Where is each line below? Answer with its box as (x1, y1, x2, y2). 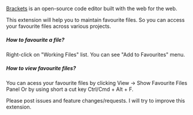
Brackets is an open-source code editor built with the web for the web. (6, 5, 178, 12)
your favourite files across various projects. (6, 23, 112, 29)
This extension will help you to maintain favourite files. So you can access (6, 17, 185, 23)
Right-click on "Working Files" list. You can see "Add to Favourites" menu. (6, 51, 185, 58)
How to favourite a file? (6, 36, 65, 43)
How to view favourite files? (6, 64, 76, 71)
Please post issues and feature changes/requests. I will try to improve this (6, 97, 185, 104)
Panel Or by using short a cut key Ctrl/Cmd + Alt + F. (6, 86, 134, 93)
